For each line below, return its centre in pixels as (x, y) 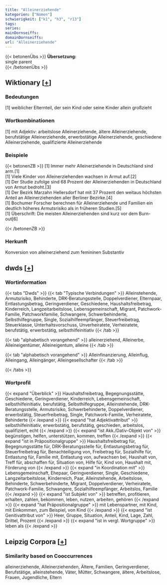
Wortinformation (26, 282)
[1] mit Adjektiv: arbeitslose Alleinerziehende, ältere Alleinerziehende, (76, 131)
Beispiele (17, 155)
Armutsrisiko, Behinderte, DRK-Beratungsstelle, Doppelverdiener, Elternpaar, (84, 298)
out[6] (12, 219)
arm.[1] (12, 171)
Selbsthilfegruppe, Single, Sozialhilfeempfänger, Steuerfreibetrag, (73, 320)
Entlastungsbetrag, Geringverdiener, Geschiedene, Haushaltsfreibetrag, (79, 304)
